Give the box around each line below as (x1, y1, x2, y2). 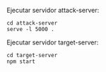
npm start (6, 58, 36, 65)
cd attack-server (6, 20, 58, 27)
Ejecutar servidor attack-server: (6, 6, 100, 14)
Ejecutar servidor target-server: (6, 38, 99, 47)
